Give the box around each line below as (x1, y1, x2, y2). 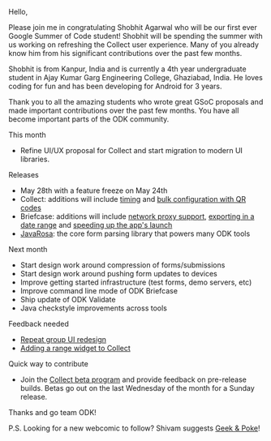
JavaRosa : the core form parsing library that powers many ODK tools (19, 229, 251, 238)
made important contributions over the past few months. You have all (8, 105, 239, 115)
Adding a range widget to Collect (19, 344, 131, 353)
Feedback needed (8, 319, 69, 328)
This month (8, 130, 46, 139)
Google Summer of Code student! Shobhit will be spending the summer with (8, 32, 264, 41)
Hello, (8, 7, 28, 16)
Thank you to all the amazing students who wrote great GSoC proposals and (8, 97, 264, 106)
